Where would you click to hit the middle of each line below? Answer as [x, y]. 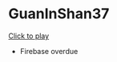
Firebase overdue [49, 51]
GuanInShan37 [59, 14]
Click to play [29, 36]
